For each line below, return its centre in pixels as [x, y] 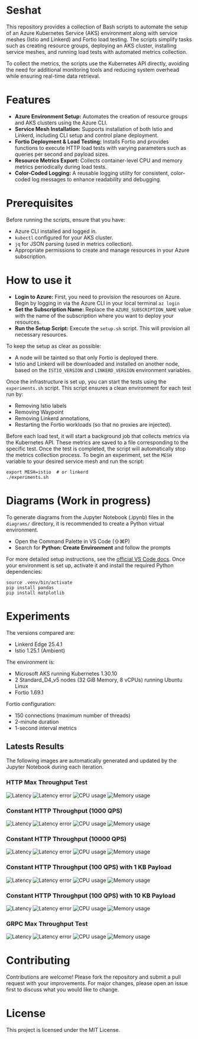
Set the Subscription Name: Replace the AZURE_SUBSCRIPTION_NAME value [103, 309]
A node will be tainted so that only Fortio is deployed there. [86, 357]
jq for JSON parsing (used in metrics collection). [74, 244]
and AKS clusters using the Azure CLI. [61, 123]
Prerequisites [40, 204]
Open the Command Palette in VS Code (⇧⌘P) [72, 541]
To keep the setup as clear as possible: [54, 346]
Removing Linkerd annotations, [52, 418]
